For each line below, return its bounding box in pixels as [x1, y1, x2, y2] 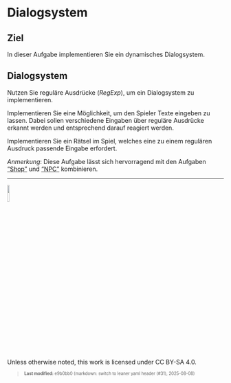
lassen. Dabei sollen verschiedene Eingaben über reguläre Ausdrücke [7, 116, 204, 124]
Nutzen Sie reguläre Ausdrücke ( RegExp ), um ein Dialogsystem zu [7, 88, 195, 97]
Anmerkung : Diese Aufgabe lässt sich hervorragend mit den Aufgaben [7, 157, 206, 165]
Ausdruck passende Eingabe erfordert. [7, 144, 118, 152]
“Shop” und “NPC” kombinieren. [7, 165, 98, 173]
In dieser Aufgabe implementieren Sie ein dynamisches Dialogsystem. [7, 50, 205, 58]
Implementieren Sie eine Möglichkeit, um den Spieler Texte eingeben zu [7, 108, 211, 117]
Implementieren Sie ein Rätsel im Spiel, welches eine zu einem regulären [7, 137, 212, 145]
